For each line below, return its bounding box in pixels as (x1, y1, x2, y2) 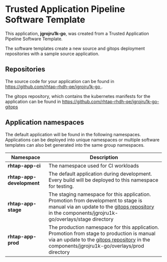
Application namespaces (5, 118, 84, 127)
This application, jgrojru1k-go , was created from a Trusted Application (5, 30, 149, 36)
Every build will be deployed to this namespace (48, 176, 159, 183)
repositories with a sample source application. (5, 51, 99, 57)
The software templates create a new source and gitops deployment (5, 45, 145, 51)
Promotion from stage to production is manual (48, 230, 156, 237)
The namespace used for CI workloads (48, 162, 139, 169)
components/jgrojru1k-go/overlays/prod (48, 242, 144, 249)
